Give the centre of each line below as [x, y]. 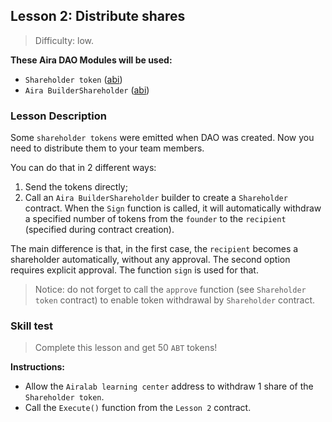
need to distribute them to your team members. [107, 148]
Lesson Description [58, 116]
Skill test [32, 326]
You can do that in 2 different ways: [83, 168]
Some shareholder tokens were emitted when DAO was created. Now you [162, 138]
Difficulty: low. [64, 40]
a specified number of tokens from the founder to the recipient [155, 219]
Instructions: [38, 367]
